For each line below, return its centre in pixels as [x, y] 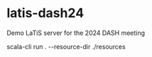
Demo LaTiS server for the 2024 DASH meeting [76, 33]
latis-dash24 [45, 13]
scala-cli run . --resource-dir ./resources [66, 46]
